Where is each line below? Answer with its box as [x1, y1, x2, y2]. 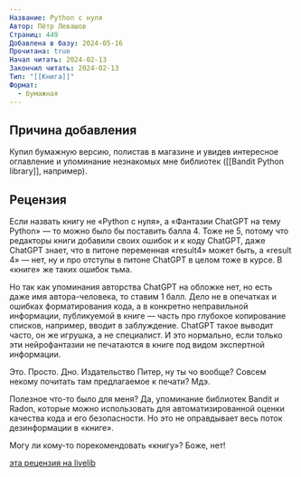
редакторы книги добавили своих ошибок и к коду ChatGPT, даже [9, 235, 266, 246]
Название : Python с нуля [9, 13, 103, 23]
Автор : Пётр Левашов [9, 22, 88, 31]
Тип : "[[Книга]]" [9, 72, 75, 81]
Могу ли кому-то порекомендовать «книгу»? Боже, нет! [9, 440, 226, 451]
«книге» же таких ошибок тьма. [9, 264, 133, 275]
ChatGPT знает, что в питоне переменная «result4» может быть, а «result [9, 245, 292, 256]
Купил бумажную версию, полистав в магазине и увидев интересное [9, 147, 279, 157]
